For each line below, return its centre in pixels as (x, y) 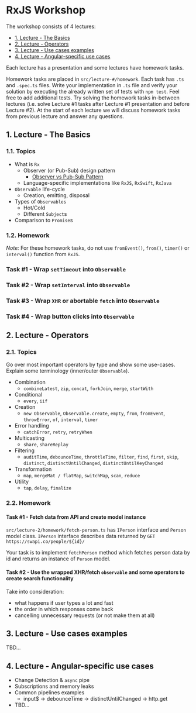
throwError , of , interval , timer (61, 419)
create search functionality (40, 578)
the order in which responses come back (64, 609)
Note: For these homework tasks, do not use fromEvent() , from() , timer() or (98, 248)
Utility (22, 482)
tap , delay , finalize (47, 488)
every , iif (35, 401)
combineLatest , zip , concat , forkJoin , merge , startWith (88, 388)
